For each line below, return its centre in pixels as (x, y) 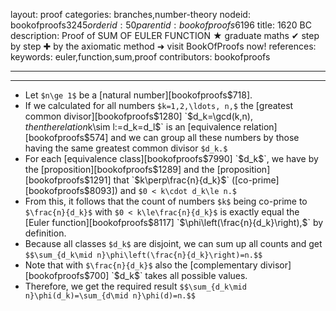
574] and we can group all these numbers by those (194, 137)
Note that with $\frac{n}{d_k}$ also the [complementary (141, 265)
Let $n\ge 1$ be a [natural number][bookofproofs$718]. (138, 95)
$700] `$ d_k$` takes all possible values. (165, 275)
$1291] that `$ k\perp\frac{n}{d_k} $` (156, 180)
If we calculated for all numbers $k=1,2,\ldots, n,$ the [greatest (159, 105)
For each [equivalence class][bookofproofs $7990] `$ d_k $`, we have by (171, 158)
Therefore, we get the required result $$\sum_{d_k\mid (135, 286)
